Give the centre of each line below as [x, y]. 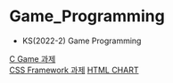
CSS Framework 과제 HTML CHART [74, 70]
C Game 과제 [33, 58]
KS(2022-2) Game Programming [82, 41]
